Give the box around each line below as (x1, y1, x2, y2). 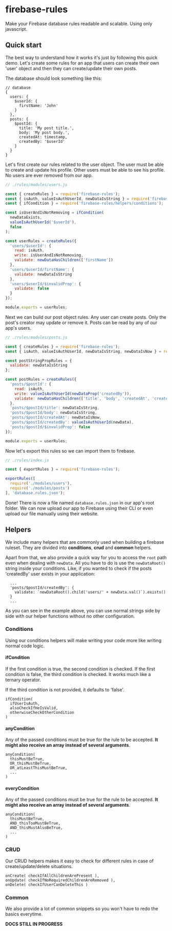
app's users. (5, 325, 32, 331)
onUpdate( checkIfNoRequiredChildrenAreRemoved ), (5, 877, 116, 883)
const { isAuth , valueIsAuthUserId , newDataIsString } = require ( (5, 196, 150, 201)
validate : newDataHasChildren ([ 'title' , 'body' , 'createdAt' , (14, 396, 150, 401)
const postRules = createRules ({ (5, 377, 77, 382)
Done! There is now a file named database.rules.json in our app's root (5, 499, 155, 505)
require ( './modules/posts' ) (10, 485, 70, 491)
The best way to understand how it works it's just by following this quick (5, 54, 158, 60)
